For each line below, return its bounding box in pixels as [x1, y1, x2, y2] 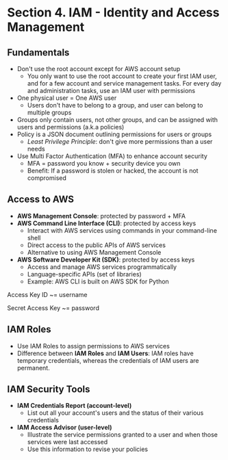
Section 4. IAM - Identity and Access [7, 5, 220, 21]
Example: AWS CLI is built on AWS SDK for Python [27, 277, 169, 285]
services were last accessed [27, 438, 108, 446]
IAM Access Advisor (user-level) [16, 423, 112, 432]
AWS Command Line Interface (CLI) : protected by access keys [16, 219, 197, 227]
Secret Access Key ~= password [7, 303, 99, 312]
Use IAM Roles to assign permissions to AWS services [16, 342, 170, 350]
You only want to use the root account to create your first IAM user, [27, 72, 217, 80]
